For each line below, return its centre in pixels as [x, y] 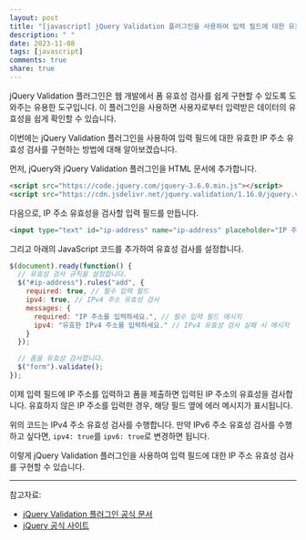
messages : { [48, 308]
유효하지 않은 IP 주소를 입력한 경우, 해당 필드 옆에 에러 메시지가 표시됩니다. [161, 405]
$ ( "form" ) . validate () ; [61, 367]
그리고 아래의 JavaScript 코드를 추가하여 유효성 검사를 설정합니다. [127, 249]
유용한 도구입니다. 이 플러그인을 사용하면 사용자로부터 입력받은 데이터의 [160, 107]
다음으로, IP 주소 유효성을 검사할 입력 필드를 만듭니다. [104, 213]
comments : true [38, 60]
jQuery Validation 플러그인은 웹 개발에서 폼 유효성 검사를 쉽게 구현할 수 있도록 [148, 96]
